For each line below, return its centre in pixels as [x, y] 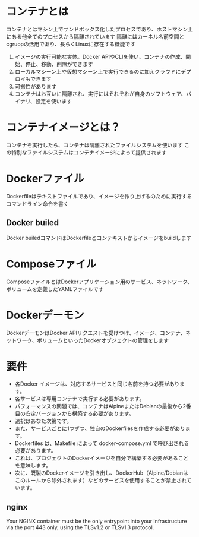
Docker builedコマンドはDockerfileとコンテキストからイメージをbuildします [99, 238]
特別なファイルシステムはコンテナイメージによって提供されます [89, 152]
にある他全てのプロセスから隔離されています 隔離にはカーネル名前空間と [95, 36]
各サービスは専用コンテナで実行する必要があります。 [80, 399]
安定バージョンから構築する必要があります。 [80, 413]
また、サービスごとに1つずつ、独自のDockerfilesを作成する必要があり [100, 428]
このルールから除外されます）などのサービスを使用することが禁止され [101, 481]
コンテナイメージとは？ [63, 127]
